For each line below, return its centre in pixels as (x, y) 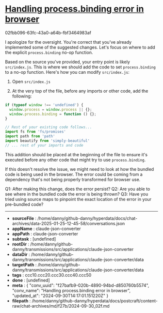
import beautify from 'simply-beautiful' (48, 141)
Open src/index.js (31, 82)
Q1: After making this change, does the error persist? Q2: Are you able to (78, 189)
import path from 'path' (30, 136)
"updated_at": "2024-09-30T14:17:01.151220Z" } (60, 296)
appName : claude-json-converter (46, 229)
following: (22, 96)
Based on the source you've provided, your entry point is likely (67, 62)
